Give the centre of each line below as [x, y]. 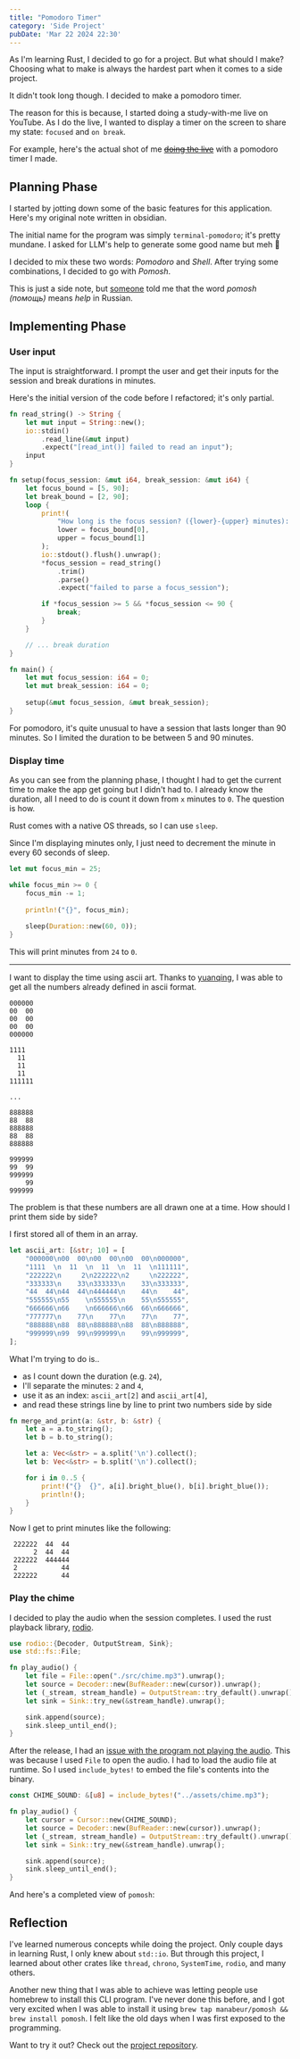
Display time [37, 760]
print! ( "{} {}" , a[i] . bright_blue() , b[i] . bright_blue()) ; [155, 1486]
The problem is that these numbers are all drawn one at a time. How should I [150, 1208]
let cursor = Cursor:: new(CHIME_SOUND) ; [101, 1820]
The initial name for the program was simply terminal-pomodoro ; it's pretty [145, 235]
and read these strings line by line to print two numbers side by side [147, 1404]
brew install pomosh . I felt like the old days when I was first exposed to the [147, 2019]
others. [22, 1972]
